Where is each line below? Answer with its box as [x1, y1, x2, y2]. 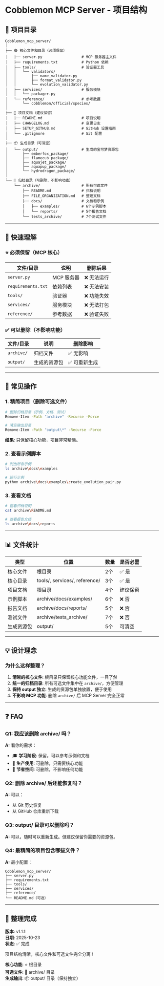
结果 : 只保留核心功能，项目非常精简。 [5, 437, 81, 443]
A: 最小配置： [5, 859, 33, 865]
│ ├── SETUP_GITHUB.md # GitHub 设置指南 [5, 126, 116, 131]
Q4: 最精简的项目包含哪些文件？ [5, 847, 81, 854]
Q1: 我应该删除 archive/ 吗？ [5, 730, 72, 737]
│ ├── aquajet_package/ [5, 160, 67, 165]
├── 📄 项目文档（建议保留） [5, 110, 55, 115]
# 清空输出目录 [5, 423, 32, 428]
